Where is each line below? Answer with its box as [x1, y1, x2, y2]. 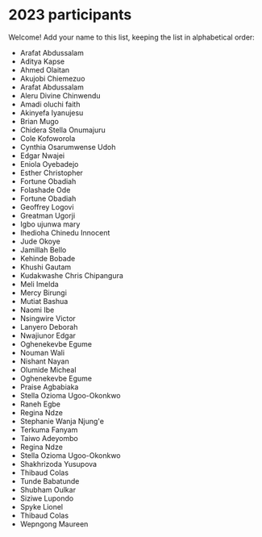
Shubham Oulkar [19, 485, 77, 494]
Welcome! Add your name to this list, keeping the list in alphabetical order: [8, 32, 256, 42]
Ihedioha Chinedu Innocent [19, 227, 110, 237]
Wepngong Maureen [19, 518, 89, 529]
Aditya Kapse [19, 56, 65, 66]
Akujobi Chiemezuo [19, 73, 85, 83]
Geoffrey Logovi [19, 202, 74, 211]
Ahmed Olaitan [19, 65, 70, 74]
